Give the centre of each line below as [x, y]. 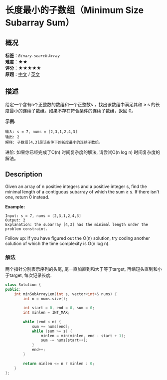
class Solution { [23, 285]
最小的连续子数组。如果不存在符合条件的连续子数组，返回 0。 [73, 111]
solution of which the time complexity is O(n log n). [57, 243]
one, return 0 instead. [27, 197]
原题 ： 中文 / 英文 [22, 74]
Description [24, 174]
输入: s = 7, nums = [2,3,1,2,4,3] [41, 132]
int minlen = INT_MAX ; [47, 313]
